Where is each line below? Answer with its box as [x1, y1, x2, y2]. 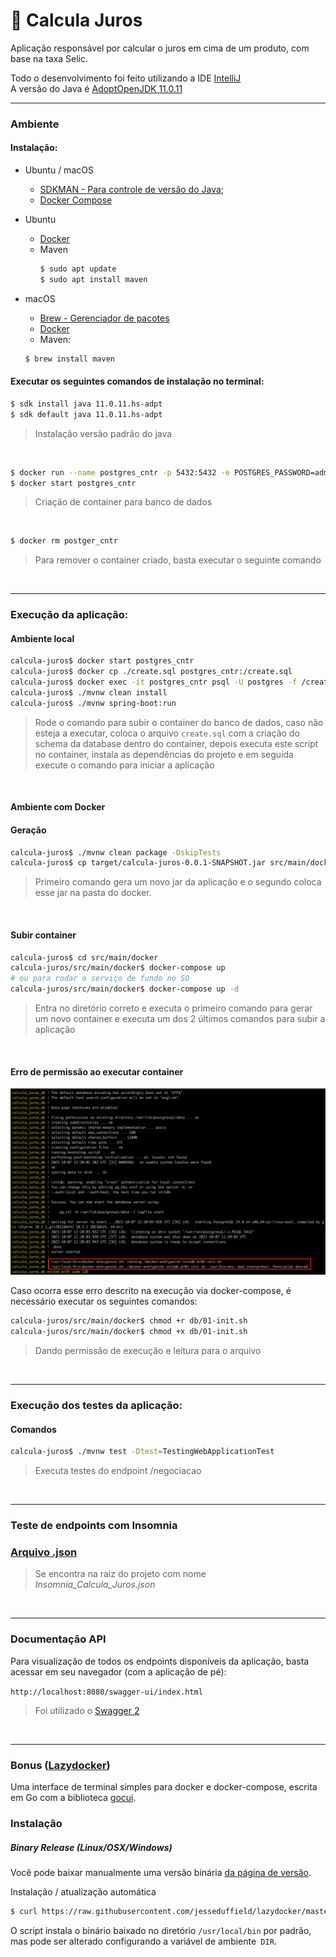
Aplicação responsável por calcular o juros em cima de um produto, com [10, 42, 310, 54]
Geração [10, 824, 47, 836]
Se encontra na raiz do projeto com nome [34, 1568, 207, 1580]
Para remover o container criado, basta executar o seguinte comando [34, 554, 322, 566]
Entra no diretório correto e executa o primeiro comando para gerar [34, 1002, 313, 1014]
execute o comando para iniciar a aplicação [34, 759, 215, 771]
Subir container [10, 929, 77, 941]
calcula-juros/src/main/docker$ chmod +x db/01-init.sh [10, 1327, 248, 1337]
